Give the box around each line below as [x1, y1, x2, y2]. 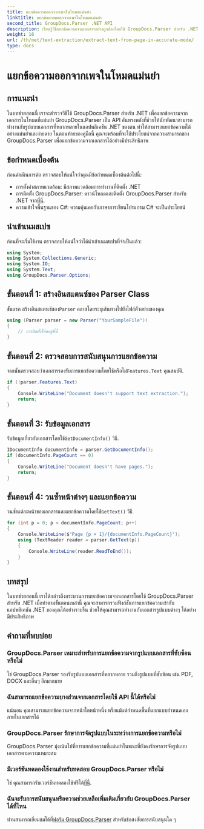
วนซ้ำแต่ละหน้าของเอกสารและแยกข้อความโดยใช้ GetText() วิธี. [7, 508, 134, 515]
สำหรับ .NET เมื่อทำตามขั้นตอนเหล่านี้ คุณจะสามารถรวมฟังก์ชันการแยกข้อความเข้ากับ [7, 599, 175, 607]
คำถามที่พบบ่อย [7, 631, 52, 641]
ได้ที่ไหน [7, 802, 27, 810]
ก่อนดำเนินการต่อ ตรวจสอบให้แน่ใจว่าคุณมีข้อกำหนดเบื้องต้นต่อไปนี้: [7, 171, 142, 178]
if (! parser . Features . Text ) [7, 379, 78, 385]
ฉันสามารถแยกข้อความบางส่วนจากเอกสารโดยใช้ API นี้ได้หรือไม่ [7, 692, 156, 701]
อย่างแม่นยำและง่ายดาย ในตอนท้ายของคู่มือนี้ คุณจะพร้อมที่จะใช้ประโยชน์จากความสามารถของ [7, 130, 189, 137]
